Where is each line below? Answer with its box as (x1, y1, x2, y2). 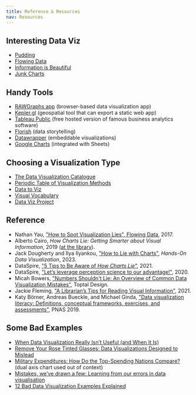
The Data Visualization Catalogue (14, 173, 96, 180)
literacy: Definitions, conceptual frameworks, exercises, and (14, 300, 160, 307)
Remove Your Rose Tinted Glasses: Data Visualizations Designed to (14, 345, 178, 352)
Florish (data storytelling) (14, 128, 76, 135)
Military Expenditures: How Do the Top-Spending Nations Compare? (14, 357, 181, 364)
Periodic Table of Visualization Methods (14, 179, 111, 186)
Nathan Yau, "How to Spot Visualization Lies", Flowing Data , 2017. (14, 231, 174, 238)
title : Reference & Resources (6, 8, 81, 15)
